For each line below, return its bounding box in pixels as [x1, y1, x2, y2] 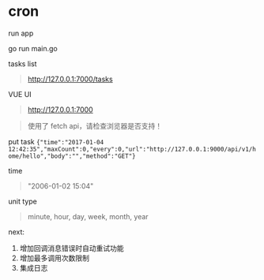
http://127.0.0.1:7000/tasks [27, 74, 113, 84]
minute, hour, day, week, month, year [27, 211, 149, 221]
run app [8, 28, 34, 38]
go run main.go [8, 43, 58, 53]
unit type [8, 196, 37, 206]
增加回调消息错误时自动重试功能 [19, 243, 124, 252]
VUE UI [8, 89, 32, 99]
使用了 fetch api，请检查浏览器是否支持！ [27, 121, 163, 130]
